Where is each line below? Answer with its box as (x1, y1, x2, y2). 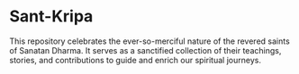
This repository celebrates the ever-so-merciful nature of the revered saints (9, 36, 290, 46)
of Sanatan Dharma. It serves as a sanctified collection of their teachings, (9, 45, 282, 55)
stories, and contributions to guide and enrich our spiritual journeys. (9, 54, 261, 65)
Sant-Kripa (9, 6, 94, 27)
